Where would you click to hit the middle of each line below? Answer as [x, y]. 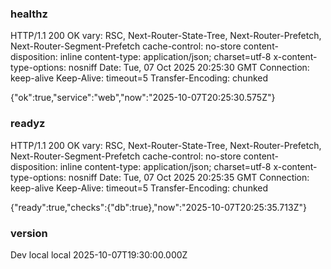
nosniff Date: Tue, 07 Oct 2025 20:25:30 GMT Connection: [189, 68]
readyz [28, 124]
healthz [29, 14]
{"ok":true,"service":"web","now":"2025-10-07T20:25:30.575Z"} [143, 98]
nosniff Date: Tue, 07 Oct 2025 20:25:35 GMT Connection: [189, 177]
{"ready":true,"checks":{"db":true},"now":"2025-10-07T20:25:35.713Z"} [158, 207]
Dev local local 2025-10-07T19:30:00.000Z [99, 254]
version [29, 233]
